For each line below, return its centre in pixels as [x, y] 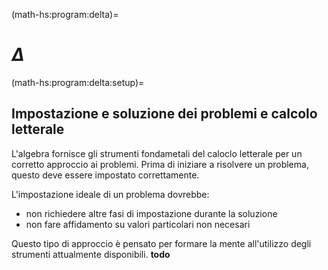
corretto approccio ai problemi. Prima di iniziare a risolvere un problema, [160, 164]
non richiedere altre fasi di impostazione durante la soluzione [151, 213]
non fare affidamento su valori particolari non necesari [138, 224]
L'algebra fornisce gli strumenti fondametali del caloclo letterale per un [157, 153]
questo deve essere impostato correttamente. [105, 175]
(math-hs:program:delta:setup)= [78, 82]
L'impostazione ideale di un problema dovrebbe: [110, 194]
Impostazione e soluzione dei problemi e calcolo [164, 114]
